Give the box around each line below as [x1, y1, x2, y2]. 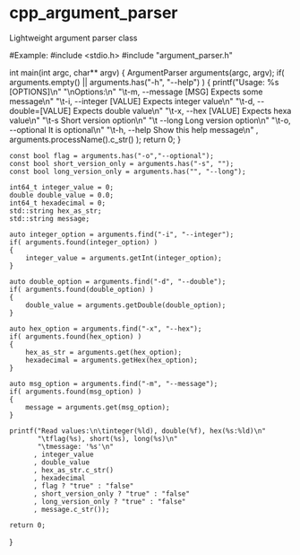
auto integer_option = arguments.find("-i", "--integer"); [9, 230, 235, 239]
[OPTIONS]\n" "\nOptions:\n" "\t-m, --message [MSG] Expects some [9, 86, 263, 97]
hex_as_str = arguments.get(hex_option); [25, 348, 182, 357]
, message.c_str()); [32, 505, 110, 514]
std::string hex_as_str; [9, 206, 102, 216]
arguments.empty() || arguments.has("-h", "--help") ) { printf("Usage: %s [9, 76, 279, 87]
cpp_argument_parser [9, 3, 178, 23]
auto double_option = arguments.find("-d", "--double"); [9, 277, 227, 286]
